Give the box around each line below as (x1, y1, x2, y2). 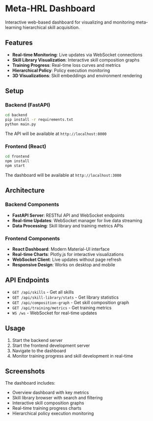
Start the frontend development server (12, 342, 90, 348)
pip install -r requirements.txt (5, 117, 74, 122)
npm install (5, 159, 29, 164)
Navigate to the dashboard (12, 347, 66, 354)
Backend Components (5, 201, 59, 208)
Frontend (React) (5, 143, 47, 150)
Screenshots (5, 367, 45, 375)
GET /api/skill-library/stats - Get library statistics (12, 294, 119, 300)
